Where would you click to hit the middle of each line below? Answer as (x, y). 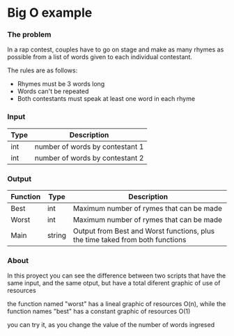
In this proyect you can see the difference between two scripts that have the (117, 275)
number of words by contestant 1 (89, 146)
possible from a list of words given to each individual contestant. (100, 57)
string (57, 236)
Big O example (50, 13)
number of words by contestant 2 (89, 158)
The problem (29, 35)
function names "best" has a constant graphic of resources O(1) (99, 312)
